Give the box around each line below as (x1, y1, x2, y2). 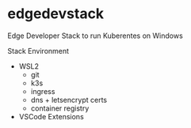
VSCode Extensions (18, 111, 84, 121)
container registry (30, 104, 90, 113)
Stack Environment (7, 46, 69, 55)
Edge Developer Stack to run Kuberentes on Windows (7, 31, 183, 40)
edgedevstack (7, 5, 105, 23)
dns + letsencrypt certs (30, 95, 108, 104)
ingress (30, 86, 55, 96)
